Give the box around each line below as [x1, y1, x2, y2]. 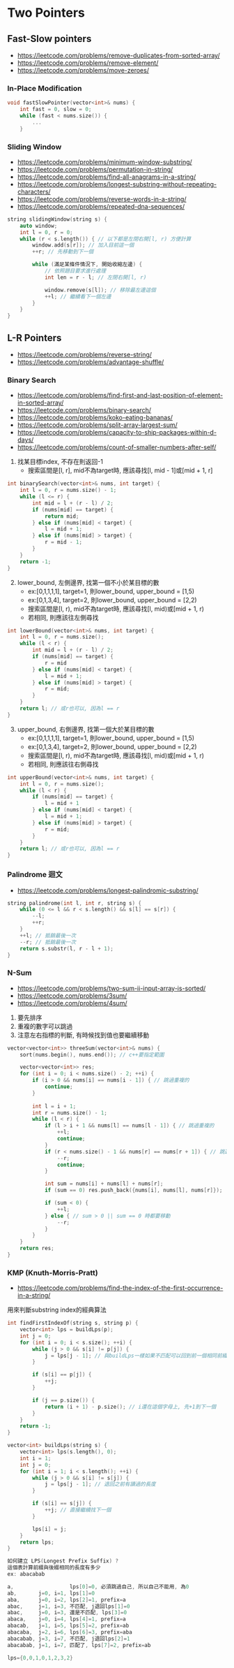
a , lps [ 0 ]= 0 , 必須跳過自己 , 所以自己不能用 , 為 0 [7, 1583, 189, 1590]
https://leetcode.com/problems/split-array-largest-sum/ [17, 421, 178, 429]
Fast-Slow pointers [7, 33, 92, 45]
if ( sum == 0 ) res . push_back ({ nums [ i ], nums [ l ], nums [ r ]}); [44, 1187, 223, 1194]
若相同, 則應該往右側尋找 [27, 760, 99, 768]
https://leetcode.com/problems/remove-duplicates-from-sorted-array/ [17, 51, 221, 59]
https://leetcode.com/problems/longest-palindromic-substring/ [17, 886, 198, 894]
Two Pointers [7, 5, 86, 21]
